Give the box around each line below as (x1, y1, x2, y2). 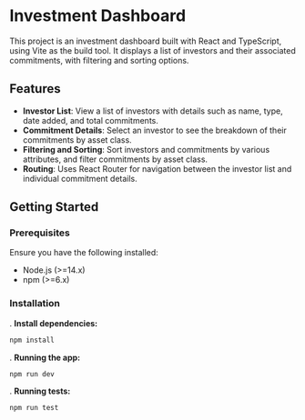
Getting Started (9, 199, 99, 215)
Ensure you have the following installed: (9, 247, 159, 258)
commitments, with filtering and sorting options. (9, 55, 189, 65)
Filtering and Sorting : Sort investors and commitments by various (22, 144, 270, 155)
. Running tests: (9, 385, 71, 396)
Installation (9, 297, 61, 310)
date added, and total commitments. (22, 115, 159, 125)
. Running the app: (9, 352, 80, 363)
